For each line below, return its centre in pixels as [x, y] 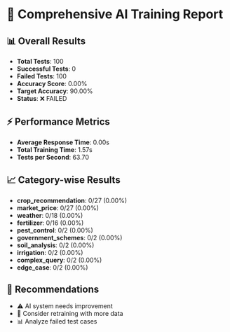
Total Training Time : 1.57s [54, 149]
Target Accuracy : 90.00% [55, 91]
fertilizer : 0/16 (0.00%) [50, 223]
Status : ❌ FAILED [42, 98]
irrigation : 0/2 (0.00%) [50, 252]
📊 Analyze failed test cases [57, 321]
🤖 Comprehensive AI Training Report [115, 14]
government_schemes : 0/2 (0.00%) [69, 237]
